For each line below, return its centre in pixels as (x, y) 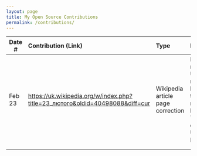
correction (170, 111)
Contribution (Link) (55, 46)
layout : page (22, 11)
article (164, 96)
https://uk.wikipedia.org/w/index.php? (81, 96)
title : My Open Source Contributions (52, 17)
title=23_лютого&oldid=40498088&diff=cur (89, 103)
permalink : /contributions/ (40, 22)
